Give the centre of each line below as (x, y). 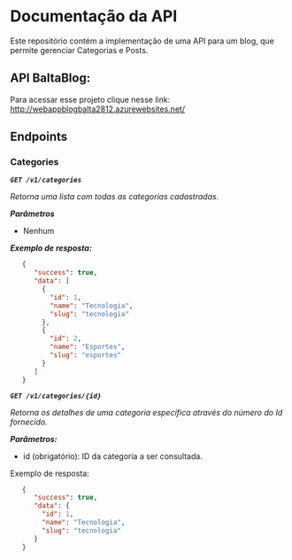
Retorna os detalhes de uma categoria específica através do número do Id (146, 412)
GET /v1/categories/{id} (56, 396)
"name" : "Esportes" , (87, 347)
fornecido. (29, 422)
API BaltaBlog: (50, 78)
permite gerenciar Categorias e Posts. (79, 50)
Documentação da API (94, 16)
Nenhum (38, 231)
